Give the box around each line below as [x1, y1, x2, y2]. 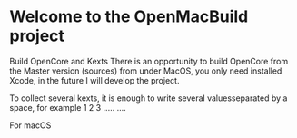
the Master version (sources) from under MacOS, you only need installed [9, 65, 282, 76]
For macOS [9, 120, 52, 131]
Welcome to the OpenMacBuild [9, 6, 249, 27]
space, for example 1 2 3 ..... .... [9, 102, 127, 113]
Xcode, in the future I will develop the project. [9, 74, 180, 85]
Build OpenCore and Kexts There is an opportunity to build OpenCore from [9, 55, 289, 66]
